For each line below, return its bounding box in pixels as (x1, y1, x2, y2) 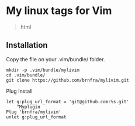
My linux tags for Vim (6, 4, 112, 17)
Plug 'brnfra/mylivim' (6, 109, 61, 115)
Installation (6, 40, 48, 50)
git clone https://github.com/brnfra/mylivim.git (6, 77, 130, 83)
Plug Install (6, 87, 33, 94)
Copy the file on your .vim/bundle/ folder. (6, 55, 105, 62)
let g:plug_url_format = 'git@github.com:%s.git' (6, 99, 130, 104)
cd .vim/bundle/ (6, 72, 46, 78)
